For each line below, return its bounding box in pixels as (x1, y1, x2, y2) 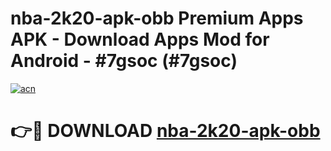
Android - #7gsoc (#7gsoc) (10, 50, 238, 72)
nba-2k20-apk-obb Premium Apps (10, 7, 304, 30)
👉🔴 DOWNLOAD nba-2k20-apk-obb (10, 120, 321, 142)
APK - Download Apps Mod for (10, 28, 270, 51)
